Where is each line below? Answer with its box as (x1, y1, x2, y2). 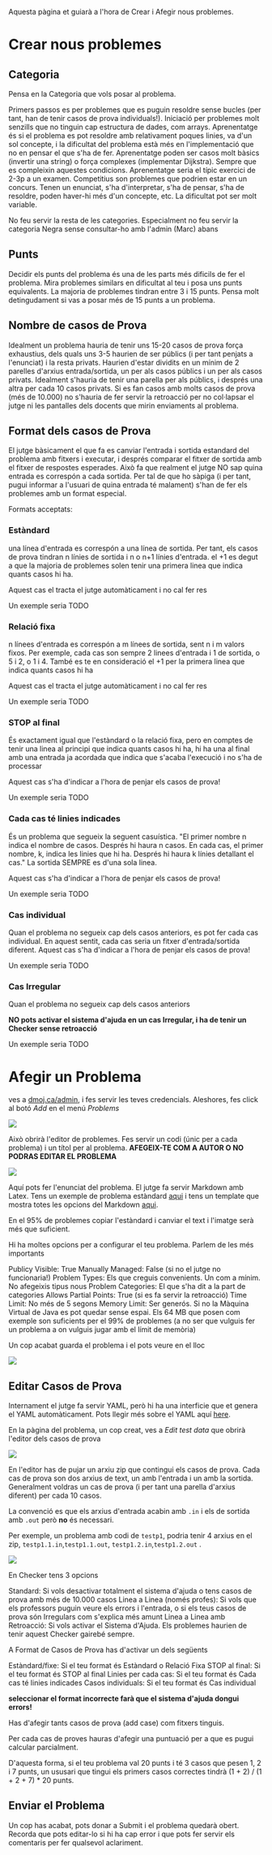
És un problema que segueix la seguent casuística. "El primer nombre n (8, 832, 247, 841)
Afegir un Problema (8, 1068, 142, 1087)
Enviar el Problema (8, 1799, 105, 1813)
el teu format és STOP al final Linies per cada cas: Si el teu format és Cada (8, 1669, 257, 1679)
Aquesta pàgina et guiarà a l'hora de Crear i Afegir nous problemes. (8, 7, 234, 16)
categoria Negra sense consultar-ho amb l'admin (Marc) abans (8, 224, 219, 234)
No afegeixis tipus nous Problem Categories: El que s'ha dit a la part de (8, 1282, 246, 1291)
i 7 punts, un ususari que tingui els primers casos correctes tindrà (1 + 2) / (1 (8, 1766, 262, 1776)
